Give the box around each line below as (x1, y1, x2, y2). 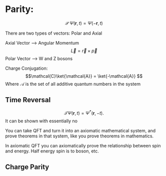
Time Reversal (5, 96, 51, 104)
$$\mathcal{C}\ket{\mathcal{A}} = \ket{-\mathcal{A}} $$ (25, 73, 143, 79)
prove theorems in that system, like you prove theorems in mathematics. (5, 133, 154, 139)
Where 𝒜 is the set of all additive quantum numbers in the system (5, 81, 141, 87)
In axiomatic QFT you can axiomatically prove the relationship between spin (5, 143, 161, 149)
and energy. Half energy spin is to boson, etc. (5, 148, 99, 154)
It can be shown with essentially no (5, 118, 78, 124)
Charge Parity (5, 162, 49, 171)
